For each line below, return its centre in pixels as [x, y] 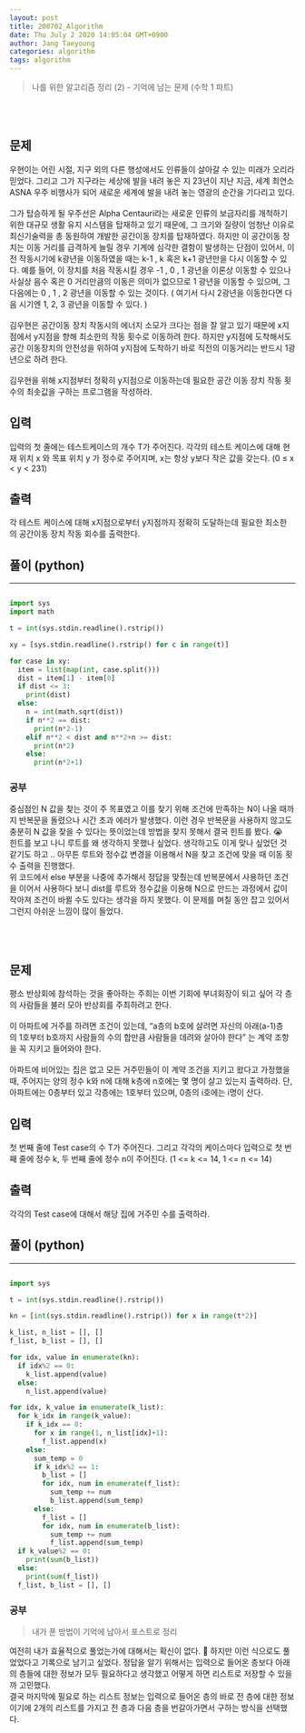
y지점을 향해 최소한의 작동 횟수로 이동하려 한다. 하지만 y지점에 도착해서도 [162, 336]
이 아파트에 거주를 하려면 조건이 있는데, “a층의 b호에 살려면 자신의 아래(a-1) [143, 1026]
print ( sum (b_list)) [63, 1560]
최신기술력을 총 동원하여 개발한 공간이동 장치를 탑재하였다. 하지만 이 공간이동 [145, 235]
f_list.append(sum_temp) [97, 1543]
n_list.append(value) [66, 1391]
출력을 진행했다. [47, 866]
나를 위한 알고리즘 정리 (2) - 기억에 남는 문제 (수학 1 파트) [133, 87]
